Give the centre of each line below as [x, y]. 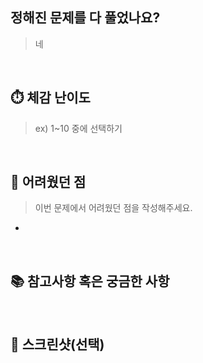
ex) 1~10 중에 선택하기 [78, 128]
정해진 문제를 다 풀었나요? [85, 18]
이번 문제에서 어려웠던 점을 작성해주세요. [113, 208]
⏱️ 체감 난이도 [50, 98]
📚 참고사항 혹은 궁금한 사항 [90, 281]
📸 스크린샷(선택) [57, 344]
